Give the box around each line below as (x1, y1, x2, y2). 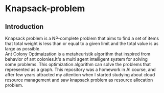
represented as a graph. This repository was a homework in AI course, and (5, 67, 156, 72)
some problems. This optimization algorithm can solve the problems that (5, 62, 151, 67)
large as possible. (5, 46, 41, 51)
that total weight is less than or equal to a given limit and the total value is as (5, 41, 159, 46)
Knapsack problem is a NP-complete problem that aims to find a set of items (5, 35, 159, 41)
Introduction (5, 23, 44, 31)
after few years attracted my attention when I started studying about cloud (5, 72, 155, 77)
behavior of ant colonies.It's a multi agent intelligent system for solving (5, 56, 148, 62)
